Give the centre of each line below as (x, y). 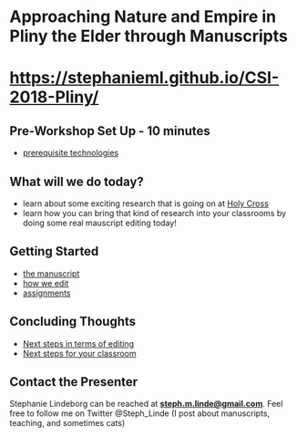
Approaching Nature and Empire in (143, 17)
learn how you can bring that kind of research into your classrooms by (154, 213)
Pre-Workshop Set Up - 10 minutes (110, 131)
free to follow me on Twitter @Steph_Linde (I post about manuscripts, (140, 413)
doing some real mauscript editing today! (100, 223)
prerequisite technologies (71, 153)
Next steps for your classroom (79, 353)
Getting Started (54, 251)
